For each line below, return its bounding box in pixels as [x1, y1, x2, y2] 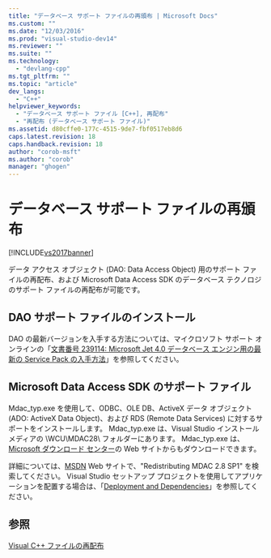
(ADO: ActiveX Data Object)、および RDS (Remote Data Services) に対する [8, 413, 256, 423]
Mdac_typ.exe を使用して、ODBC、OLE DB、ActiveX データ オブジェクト [8, 403, 252, 413]
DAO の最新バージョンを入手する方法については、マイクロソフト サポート [8, 333, 254, 343]
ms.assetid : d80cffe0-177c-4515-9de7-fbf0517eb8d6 [8, 125, 183, 133]
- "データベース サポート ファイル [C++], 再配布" [15, 110, 169, 118]
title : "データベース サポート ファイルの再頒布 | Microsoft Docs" [8, 11, 218, 20]
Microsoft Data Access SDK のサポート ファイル [8, 380, 252, 394]
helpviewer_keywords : [8, 102, 82, 110]
